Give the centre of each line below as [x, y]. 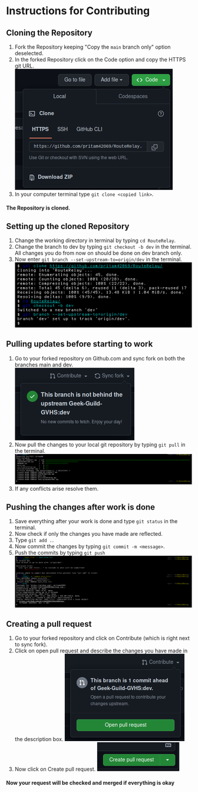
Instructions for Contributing [78, 11]
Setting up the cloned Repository [68, 226]
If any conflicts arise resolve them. [57, 488]
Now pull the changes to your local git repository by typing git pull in [100, 445]
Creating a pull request [49, 624]
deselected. [29, 53]
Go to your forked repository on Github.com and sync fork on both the [100, 358]
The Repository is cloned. [38, 208]
